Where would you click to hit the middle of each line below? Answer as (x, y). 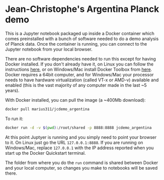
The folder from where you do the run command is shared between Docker (82, 163)
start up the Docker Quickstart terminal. (46, 153)
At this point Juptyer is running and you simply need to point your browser (81, 137)
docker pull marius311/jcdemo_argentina (48, 109)
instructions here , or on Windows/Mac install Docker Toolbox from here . (79, 69)
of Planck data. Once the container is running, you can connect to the (76, 44)
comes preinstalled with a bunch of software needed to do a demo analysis (82, 39)
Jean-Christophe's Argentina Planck (82, 9)
